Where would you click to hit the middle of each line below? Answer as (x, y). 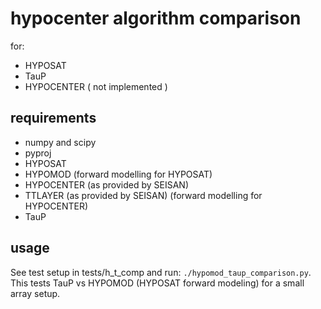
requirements (53, 118)
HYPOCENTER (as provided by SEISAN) (107, 184)
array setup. (35, 293)
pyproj (38, 153)
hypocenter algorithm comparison (156, 18)
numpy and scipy (60, 142)
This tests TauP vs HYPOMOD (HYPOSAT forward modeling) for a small (157, 283)
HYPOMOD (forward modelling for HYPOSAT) (118, 174)
